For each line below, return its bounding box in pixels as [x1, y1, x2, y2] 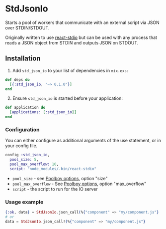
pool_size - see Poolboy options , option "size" [12, 175, 108, 181]
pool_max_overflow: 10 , [9, 162, 59, 167]
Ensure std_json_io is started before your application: [12, 95, 123, 101]
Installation [5, 54, 41, 63]
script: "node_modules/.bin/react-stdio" [9, 166, 97, 171]
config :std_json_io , [5, 153, 50, 158]
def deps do [5, 77, 30, 82]
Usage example [5, 198, 44, 205]
